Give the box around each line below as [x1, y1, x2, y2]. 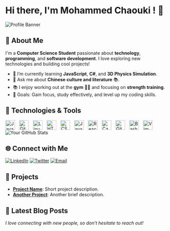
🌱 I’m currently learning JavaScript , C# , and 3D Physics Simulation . [12, 71, 158, 77]
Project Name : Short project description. [12, 186, 99, 192]
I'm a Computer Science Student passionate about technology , [5, 50, 141, 56]
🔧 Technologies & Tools [5, 106, 81, 115]
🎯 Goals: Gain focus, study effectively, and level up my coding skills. [12, 91, 157, 98]
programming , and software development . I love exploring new [5, 55, 141, 61]
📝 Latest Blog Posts [5, 206, 68, 215]
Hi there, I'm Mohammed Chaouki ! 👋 [5, 5, 164, 16]
